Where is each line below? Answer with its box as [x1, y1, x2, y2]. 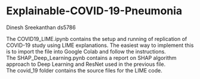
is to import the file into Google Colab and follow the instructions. [6, 48, 166, 55]
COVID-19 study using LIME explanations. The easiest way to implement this [6, 42, 194, 49]
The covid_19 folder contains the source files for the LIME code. [6, 67, 162, 74]
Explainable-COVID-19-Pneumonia [6, 4, 183, 18]
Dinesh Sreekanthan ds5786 [6, 24, 76, 31]
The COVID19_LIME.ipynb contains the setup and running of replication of [6, 35, 187, 42]
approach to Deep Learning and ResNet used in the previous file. [6, 61, 166, 68]
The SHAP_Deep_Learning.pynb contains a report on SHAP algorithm [6, 54, 177, 61]
